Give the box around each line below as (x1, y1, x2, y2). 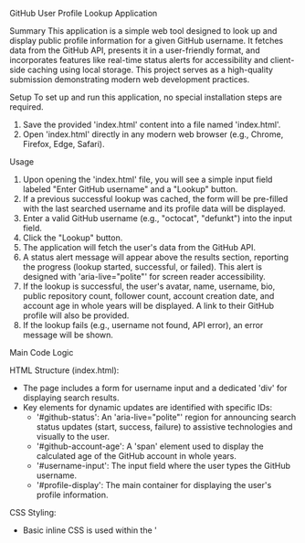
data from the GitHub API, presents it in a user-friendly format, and (9, 45, 260, 56)
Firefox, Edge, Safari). (22, 139, 105, 149)
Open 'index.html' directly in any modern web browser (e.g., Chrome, (22, 129, 284, 140)
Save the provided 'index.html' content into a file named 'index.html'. (22, 119, 281, 130)
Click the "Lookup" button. (22, 232, 123, 243)
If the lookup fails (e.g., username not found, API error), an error (22, 320, 264, 330)
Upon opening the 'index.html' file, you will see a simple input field (22, 174, 273, 185)
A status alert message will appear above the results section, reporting (22, 251, 289, 262)
